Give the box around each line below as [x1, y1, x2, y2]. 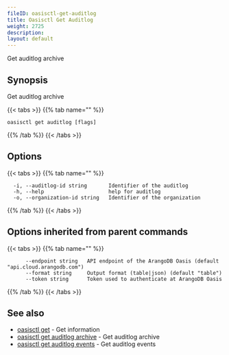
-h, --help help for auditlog [13, 188, 161, 195]
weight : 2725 [7, 23, 45, 29]
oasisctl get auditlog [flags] [7, 119, 97, 125]
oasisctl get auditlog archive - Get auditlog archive [16, 333, 160, 341]
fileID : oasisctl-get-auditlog [7, 10, 97, 17]
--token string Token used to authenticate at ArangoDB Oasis [25, 276, 223, 282]
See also [7, 307, 45, 319]
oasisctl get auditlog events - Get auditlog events [16, 340, 156, 348]
